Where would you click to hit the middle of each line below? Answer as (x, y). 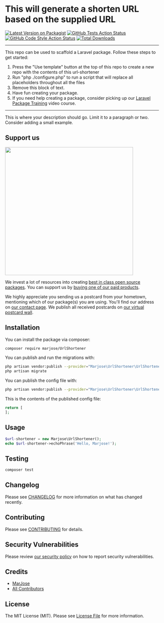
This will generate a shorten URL (72, 9)
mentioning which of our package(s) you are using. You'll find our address (80, 302)
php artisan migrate (26, 371)
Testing (17, 458)
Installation (22, 328)
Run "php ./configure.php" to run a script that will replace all (72, 77)
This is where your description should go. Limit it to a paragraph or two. (77, 117)
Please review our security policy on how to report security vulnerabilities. (80, 556)
